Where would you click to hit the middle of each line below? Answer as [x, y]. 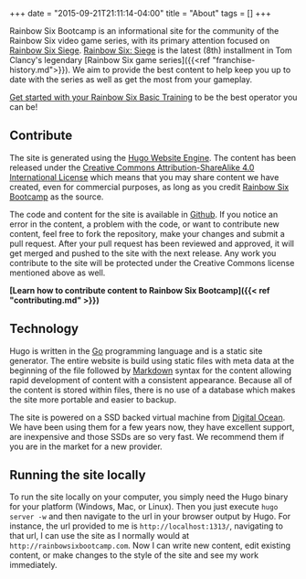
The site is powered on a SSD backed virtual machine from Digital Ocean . [148, 417]
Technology [44, 329]
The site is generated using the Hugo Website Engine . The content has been [153, 157]
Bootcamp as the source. [57, 197]
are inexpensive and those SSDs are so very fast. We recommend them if [147, 436]
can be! [24, 107]
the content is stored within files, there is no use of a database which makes [153, 390]
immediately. [33, 565]
